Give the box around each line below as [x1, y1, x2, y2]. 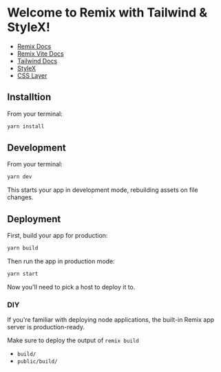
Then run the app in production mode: [7, 257, 115, 265]
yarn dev [7, 173, 32, 180]
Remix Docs [17, 42, 52, 50]
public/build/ [17, 358, 58, 365]
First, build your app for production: [7, 232, 108, 240]
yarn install [7, 122, 45, 130]
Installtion [7, 91, 52, 103]
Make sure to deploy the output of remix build [7, 336, 140, 344]
